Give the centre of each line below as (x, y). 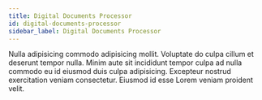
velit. (17, 89)
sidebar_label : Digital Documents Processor (85, 31)
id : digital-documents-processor (65, 24)
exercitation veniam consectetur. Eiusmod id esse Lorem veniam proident (131, 80)
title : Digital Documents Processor (70, 16)
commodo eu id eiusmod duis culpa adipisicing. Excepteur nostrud (120, 72)
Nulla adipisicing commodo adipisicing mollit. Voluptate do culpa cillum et (131, 54)
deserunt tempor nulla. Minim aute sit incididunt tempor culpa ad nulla (125, 63)
